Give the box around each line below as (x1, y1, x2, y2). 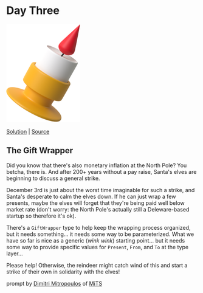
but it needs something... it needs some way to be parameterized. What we (6, 230, 194, 238)
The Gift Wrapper (6, 145, 74, 156)
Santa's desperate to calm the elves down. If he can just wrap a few (6, 193, 176, 200)
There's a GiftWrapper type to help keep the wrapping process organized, (6, 224, 191, 231)
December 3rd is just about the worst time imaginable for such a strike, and (6, 186, 195, 193)
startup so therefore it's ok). (6, 212, 77, 219)
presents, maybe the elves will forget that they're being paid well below (6, 199, 185, 207)
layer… (6, 250, 23, 257)
